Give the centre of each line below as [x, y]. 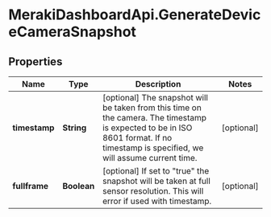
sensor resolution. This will [153, 191]
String [75, 128]
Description [158, 84]
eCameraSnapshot [73, 32]
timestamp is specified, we [153, 148]
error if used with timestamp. [157, 201]
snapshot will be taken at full [156, 181]
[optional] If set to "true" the [156, 171]
